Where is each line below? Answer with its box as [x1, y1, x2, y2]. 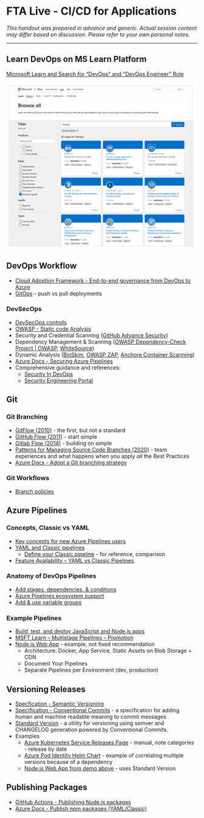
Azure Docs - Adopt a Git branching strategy [15, 459, 127, 466]
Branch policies [15, 487, 55, 495]
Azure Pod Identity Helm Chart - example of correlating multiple [24, 752, 184, 759]
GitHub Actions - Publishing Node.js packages [15, 798, 132, 806]
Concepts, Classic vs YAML [6, 524, 90, 532]
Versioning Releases [6, 684, 86, 694]
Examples [15, 732, 40, 740]
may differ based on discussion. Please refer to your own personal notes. [6, 30, 190, 38]
